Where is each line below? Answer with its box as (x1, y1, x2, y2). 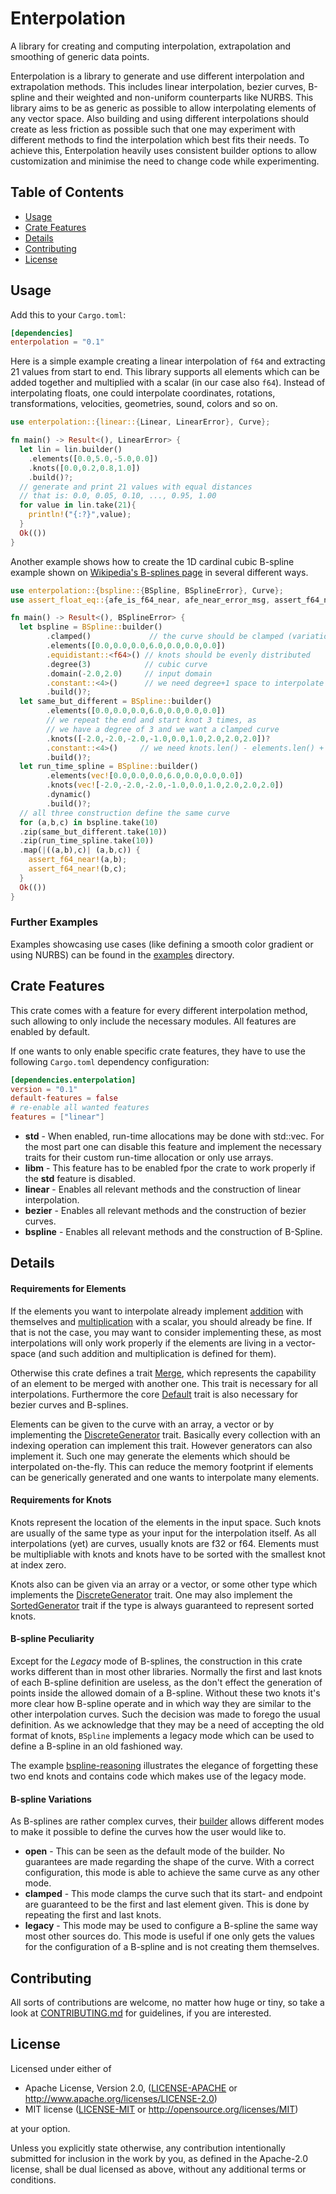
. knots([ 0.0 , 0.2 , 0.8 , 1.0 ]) (28, 463, 141, 473)
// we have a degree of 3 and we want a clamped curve (46, 724, 280, 734)
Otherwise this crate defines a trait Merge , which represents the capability (10, 1367, 317, 1379)
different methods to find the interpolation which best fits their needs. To (10, 133, 310, 146)
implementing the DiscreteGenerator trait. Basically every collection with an (10, 1428, 321, 1441)
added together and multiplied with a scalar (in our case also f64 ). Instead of (10, 377, 326, 389)
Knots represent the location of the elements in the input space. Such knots (10, 1516, 322, 1528)
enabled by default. (10, 1025, 91, 1037)
